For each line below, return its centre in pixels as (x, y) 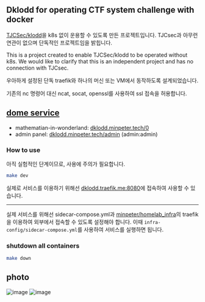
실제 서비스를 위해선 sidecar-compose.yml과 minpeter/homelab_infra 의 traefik (103, 214)
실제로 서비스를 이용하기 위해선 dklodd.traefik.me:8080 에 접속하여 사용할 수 (98, 188)
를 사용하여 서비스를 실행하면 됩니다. (120, 229)
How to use (23, 150)
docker (20, 20)
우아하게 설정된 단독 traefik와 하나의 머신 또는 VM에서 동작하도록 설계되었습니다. (103, 80)
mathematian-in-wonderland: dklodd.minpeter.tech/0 (82, 128)
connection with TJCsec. (38, 68)
